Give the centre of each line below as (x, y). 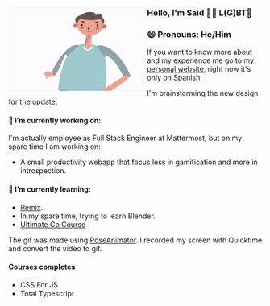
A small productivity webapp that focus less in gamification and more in (139, 162)
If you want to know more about (199, 52)
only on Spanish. (175, 78)
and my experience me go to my (201, 60)
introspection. (43, 171)
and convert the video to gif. (55, 248)
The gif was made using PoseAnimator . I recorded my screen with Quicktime (135, 240)
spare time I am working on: (54, 147)
